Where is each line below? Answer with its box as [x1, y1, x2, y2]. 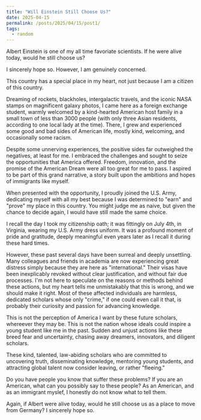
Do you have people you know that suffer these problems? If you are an [6, 376, 183, 383]
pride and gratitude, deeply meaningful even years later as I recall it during [6, 233, 191, 240]
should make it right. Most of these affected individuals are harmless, [6, 290, 178, 297]
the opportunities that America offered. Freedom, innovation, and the [6, 158, 176, 166]
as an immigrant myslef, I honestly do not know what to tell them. [6, 389, 167, 396]
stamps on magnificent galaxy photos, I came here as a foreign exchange [6, 102, 188, 109]
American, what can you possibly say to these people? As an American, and [6, 382, 194, 389]
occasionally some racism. [6, 134, 72, 142]
